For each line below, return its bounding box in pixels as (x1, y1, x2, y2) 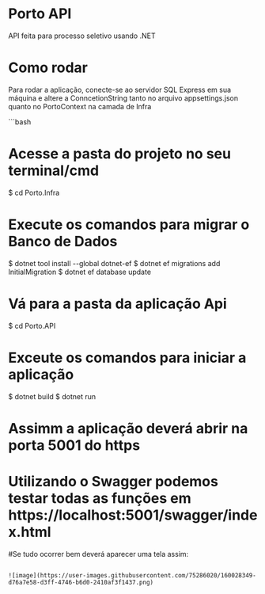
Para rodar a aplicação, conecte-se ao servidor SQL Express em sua (8, 85, 232, 94)
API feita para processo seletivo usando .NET (8, 31, 156, 40)
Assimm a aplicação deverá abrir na (8, 419, 248, 437)
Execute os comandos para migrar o (8, 215, 250, 234)
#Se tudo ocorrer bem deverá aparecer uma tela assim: (8, 549, 189, 558)
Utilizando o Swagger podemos (8, 473, 219, 490)
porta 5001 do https (8, 436, 141, 454)
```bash (8, 116, 32, 127)
